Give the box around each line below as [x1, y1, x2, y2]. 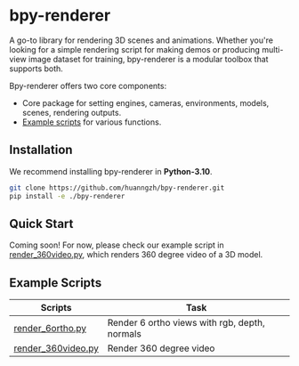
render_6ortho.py [13, 322, 87, 335]
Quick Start [9, 216, 74, 232]
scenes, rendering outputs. [21, 107, 122, 118]
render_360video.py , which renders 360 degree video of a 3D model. [9, 249, 263, 260]
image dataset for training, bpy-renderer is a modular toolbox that [28, 53, 269, 64]
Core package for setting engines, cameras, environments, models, [21, 97, 270, 108]
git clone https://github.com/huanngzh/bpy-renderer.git [9, 183, 225, 192]
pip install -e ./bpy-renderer [9, 191, 125, 200]
